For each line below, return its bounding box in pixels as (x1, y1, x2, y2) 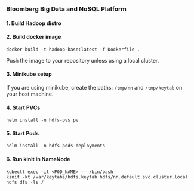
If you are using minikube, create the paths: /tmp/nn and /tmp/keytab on (6, 84, 183, 91)
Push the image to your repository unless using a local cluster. (6, 57, 159, 64)
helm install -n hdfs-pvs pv (6, 117, 79, 124)
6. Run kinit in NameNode (6, 155, 70, 162)
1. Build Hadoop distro (6, 20, 61, 27)
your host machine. (6, 90, 54, 97)
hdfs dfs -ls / (6, 179, 44, 185)
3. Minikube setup (6, 70, 52, 78)
